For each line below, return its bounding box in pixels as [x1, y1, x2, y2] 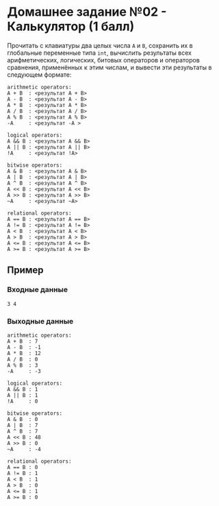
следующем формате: [7, 70, 72, 79]
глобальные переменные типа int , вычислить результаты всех [7, 49, 192, 57]
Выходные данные [7, 316, 74, 326]
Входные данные [7, 285, 68, 295]
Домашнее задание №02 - [7, 4, 167, 20]
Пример [7, 265, 44, 276]
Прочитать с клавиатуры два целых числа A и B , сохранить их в [7, 41, 193, 49]
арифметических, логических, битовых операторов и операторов [7, 56, 200, 64]
